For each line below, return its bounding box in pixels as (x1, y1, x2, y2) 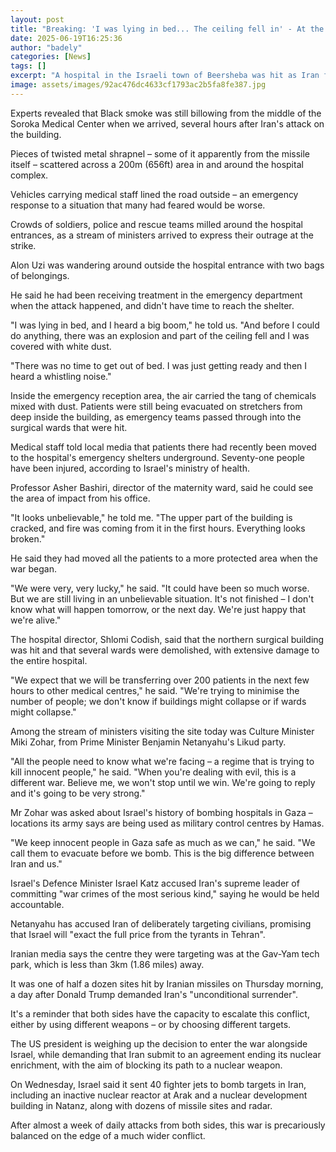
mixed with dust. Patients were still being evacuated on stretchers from (10, 400, 303, 412)
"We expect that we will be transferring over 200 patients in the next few (10, 674, 310, 686)
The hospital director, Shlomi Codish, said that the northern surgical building (10, 633, 325, 645)
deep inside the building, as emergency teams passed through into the (10, 411, 302, 423)
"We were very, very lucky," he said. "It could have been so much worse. (10, 582, 310, 594)
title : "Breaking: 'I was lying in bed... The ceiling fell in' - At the (10, 24, 325, 34)
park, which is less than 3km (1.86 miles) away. (10, 958, 205, 970)
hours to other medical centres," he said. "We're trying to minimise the (10, 684, 300, 696)
